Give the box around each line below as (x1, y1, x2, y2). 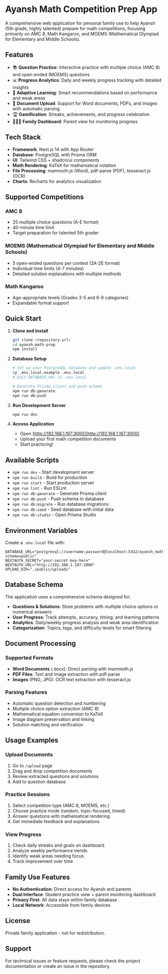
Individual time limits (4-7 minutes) (12, 265, 84, 271)
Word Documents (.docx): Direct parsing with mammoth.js (12, 666, 133, 672)
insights (12, 84, 29, 90)
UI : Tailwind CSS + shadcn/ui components (12, 157, 99, 163)
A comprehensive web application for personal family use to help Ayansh (5, 20, 156, 26)
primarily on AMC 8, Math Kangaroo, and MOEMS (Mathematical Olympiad (5, 31, 159, 37)
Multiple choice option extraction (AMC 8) (12, 705, 99, 711)
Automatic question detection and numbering (12, 700, 106, 706)
